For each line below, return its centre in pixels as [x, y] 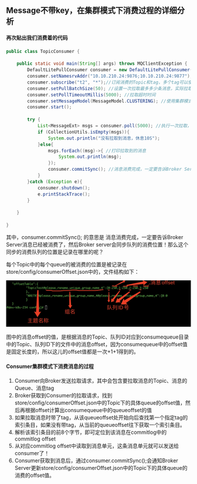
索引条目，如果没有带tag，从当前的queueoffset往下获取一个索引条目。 [100, 425]
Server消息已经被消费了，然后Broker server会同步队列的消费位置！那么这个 [97, 244]
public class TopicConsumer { [43, 51]
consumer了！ [32, 453]
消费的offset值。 [34, 475]
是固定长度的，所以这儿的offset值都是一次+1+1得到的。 [72, 352]
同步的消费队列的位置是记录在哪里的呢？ [55, 251]
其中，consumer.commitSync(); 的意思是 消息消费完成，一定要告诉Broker [95, 237]
